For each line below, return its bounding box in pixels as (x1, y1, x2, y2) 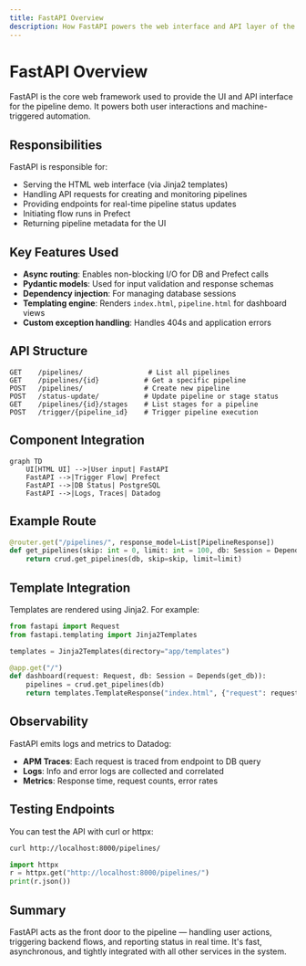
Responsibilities (9, 137, 103, 152)
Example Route (9, 513, 97, 530)
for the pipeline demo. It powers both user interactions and (9, 101, 230, 112)
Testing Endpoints (9, 802, 116, 817)
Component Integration (9, 433, 146, 448)
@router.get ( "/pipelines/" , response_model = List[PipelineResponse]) (9, 538, 275, 547)
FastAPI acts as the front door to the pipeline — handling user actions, (9, 927, 272, 937)
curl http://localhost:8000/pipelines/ (9, 844, 161, 853)
